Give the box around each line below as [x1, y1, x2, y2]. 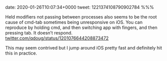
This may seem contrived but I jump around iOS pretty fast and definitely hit [5, 45, 162, 50]
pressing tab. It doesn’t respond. [5, 30, 73, 35]
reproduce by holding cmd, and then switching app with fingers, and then [5, 24, 157, 30]
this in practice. [5, 50, 38, 56]
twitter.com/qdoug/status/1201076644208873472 [5, 35, 109, 41]
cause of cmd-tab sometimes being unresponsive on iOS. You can [5, 19, 143, 25]
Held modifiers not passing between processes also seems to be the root [5, 14, 157, 19]
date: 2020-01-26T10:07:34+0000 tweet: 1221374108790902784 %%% [5, 4, 154, 10]
